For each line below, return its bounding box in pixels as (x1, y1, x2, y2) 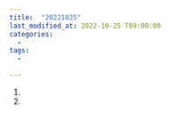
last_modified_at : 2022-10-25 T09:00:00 (9, 21, 162, 30)
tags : (9, 46, 29, 55)
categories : (9, 29, 53, 38)
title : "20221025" (9, 12, 82, 22)
